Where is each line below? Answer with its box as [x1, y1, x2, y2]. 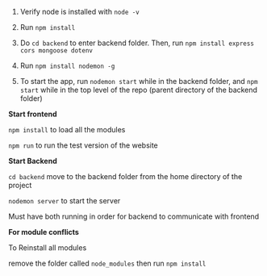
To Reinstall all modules [8, 243, 87, 253]
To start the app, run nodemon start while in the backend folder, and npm [19, 77, 258, 86]
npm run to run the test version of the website [8, 140, 159, 150]
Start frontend [8, 109, 58, 119]
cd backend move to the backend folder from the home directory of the [8, 172, 243, 181]
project [8, 181, 32, 190]
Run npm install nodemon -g [19, 61, 115, 70]
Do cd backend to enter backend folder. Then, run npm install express [19, 38, 254, 48]
